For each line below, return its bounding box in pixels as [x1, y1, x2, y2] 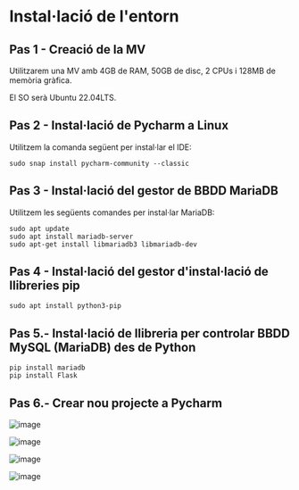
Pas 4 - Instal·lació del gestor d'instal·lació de [9, 264, 270, 279]
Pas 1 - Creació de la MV [9, 42, 146, 57]
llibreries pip [9, 278, 80, 294]
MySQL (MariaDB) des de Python [9, 339, 196, 354]
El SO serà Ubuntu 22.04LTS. [9, 92, 117, 103]
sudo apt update [9, 224, 70, 233]
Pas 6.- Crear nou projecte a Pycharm [9, 395, 223, 411]
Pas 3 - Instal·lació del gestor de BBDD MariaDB [9, 183, 278, 198]
